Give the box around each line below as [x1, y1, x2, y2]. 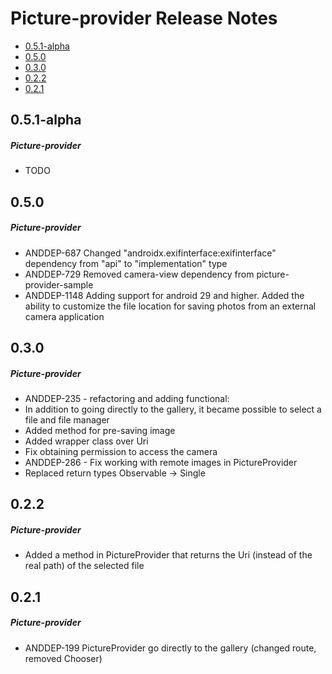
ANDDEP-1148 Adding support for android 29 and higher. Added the [24, 289, 305, 301]
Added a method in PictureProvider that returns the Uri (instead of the [24, 549, 313, 561]
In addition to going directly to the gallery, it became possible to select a [24, 403, 322, 416]
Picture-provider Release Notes [10, 7, 278, 30]
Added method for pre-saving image [24, 425, 176, 437]
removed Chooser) [24, 652, 103, 664]
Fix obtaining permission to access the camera [24, 446, 218, 458]
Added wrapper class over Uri [24, 435, 149, 447]
